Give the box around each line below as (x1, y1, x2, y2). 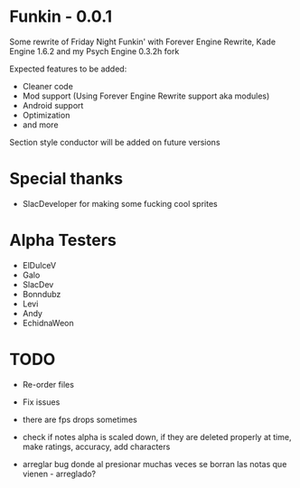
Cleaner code (22, 80, 74, 91)
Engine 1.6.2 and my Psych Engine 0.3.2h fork (9, 45, 180, 56)
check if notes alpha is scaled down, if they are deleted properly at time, (22, 431, 292, 442)
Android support (22, 99, 84, 110)
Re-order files (22, 379, 75, 389)
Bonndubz (22, 288, 61, 299)
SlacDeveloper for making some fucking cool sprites (22, 198, 219, 209)
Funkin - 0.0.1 (9, 6, 113, 27)
